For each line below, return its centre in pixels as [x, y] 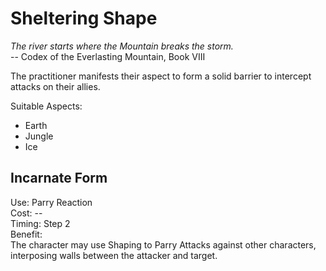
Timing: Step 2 [40, 223]
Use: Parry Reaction [51, 202]
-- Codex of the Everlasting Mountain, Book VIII [108, 56]
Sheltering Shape [84, 18]
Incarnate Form [59, 178]
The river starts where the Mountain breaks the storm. [122, 46]
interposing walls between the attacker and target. [114, 255]
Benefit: [26, 234]
